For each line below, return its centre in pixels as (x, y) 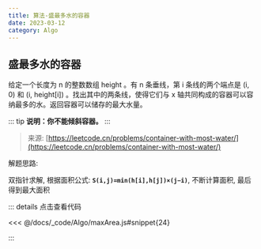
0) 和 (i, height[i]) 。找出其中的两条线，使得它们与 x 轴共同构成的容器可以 (127, 95)
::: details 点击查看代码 (45, 207)
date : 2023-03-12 (37, 23)
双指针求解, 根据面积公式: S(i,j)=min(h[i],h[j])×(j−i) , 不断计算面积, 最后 (130, 180)
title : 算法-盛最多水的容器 (49, 15)
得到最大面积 (29, 190)
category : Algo (33, 30)
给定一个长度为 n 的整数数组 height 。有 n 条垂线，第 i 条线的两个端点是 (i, (129, 85)
